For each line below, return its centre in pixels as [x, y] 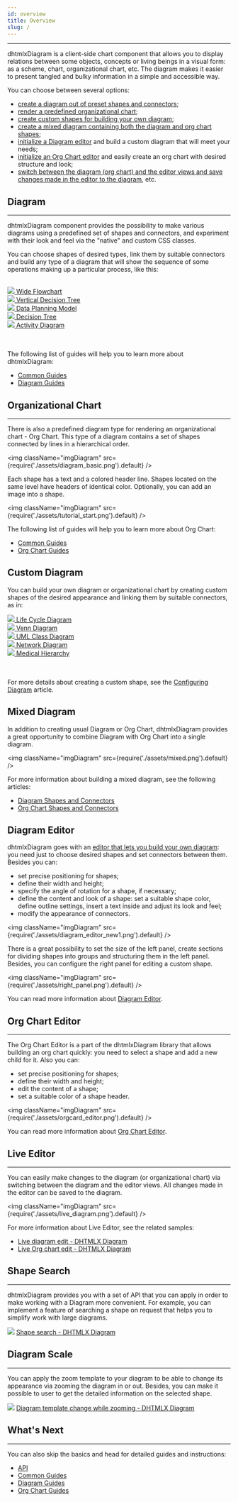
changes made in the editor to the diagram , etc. [87, 180]
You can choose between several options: [68, 90]
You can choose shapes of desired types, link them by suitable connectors [116, 254]
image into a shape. [36, 494]
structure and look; [45, 165]
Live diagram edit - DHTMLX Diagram [72, 1242]
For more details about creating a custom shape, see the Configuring [108, 682]
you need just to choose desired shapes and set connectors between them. [118, 855]
